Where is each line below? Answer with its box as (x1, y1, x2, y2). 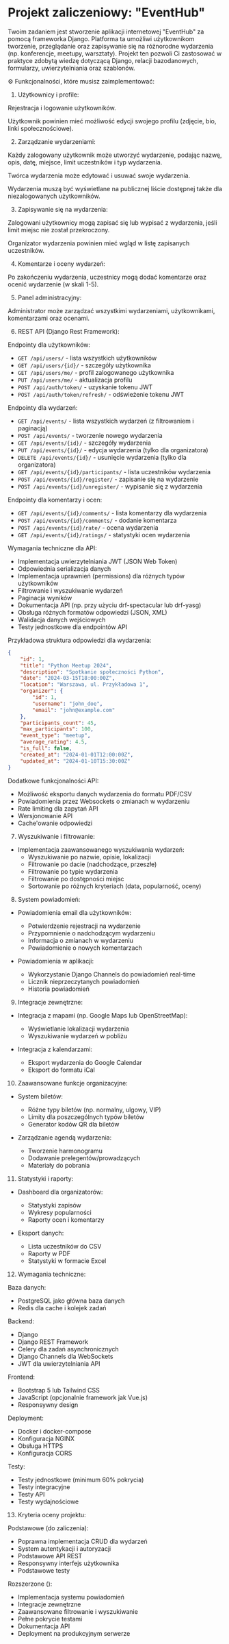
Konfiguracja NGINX (17, 1434, 75, 1443)
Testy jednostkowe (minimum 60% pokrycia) (17, 1475, 144, 1484)
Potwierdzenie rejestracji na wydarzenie (27, 922, 141, 930)
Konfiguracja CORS (17, 1449, 72, 1457)
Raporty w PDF (27, 1249, 71, 1257)
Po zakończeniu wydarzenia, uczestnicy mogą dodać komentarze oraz (8, 273, 207, 281)
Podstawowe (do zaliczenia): (8, 1523, 89, 1532)
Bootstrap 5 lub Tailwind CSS (17, 1386, 100, 1394)
